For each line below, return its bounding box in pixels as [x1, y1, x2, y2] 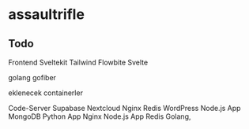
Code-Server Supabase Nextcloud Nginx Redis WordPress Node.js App [8, 104, 241, 112]
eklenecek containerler [8, 88, 83, 98]
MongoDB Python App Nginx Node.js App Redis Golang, [8, 112, 191, 121]
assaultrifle [8, 6, 85, 24]
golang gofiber [8, 73, 57, 82]
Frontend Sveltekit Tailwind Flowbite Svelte [8, 57, 149, 67]
